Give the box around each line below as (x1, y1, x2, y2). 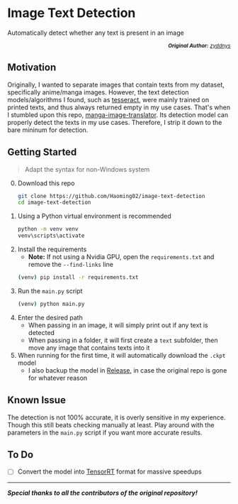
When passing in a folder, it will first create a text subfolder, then (28, 336, 218, 344)
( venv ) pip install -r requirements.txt (17, 274, 139, 281)
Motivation (7, 62, 57, 74)
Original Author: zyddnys (167, 42, 231, 49)
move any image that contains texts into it (28, 343, 150, 352)
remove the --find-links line (28, 261, 113, 269)
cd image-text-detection (17, 199, 91, 207)
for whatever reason (28, 373, 88, 382)
